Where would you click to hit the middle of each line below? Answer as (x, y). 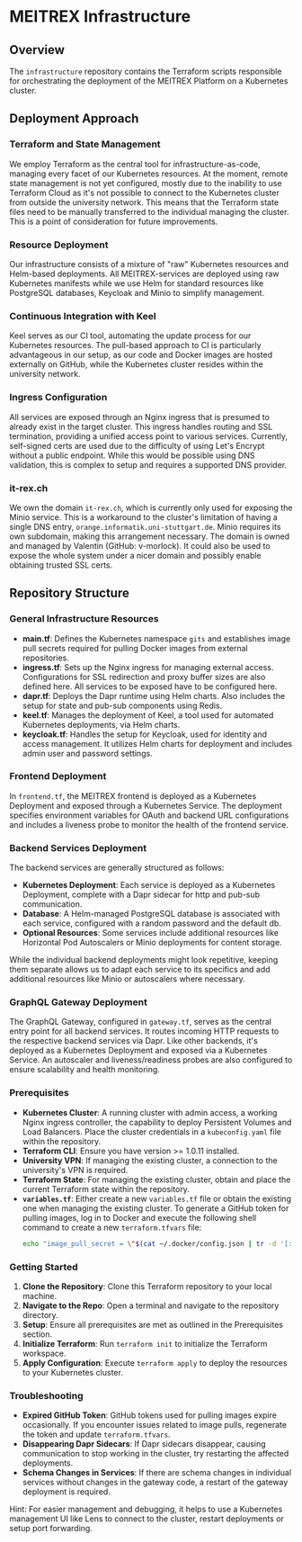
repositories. (45, 658)
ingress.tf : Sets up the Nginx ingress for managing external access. (148, 667)
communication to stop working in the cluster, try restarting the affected (155, 1454)
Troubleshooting (46, 1395)
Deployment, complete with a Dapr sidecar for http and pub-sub (141, 895)
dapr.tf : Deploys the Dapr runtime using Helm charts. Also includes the (154, 695)
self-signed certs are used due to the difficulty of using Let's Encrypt (137, 445)
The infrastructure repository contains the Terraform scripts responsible (146, 71)
